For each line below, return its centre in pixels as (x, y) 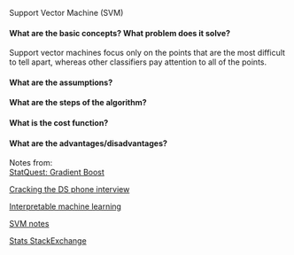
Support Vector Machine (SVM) (66, 13)
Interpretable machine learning (66, 206)
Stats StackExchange (48, 241)
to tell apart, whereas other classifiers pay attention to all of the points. (138, 62)
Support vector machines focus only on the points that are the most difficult (147, 53)
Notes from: (31, 163)
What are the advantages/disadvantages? (89, 143)
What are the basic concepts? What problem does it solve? (120, 33)
